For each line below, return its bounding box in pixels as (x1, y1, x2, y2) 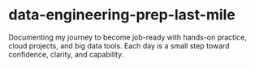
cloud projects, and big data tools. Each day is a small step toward (8, 40, 230, 50)
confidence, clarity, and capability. (8, 49, 124, 59)
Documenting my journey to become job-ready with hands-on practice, (8, 32, 248, 42)
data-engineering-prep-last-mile (8, 6, 236, 24)
